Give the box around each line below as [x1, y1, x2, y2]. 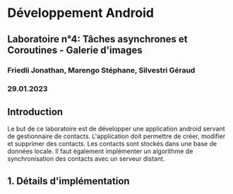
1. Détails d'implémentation [7, 175, 130, 187]
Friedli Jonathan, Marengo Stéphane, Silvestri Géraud [7, 65, 196, 75]
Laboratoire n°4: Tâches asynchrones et [7, 33, 189, 45]
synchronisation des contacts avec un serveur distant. [7, 154, 165, 163]
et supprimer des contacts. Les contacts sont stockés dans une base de [7, 140, 217, 148]
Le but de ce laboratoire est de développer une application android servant [7, 125, 225, 133]
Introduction [7, 106, 64, 118]
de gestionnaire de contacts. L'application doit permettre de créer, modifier [7, 132, 226, 140]
